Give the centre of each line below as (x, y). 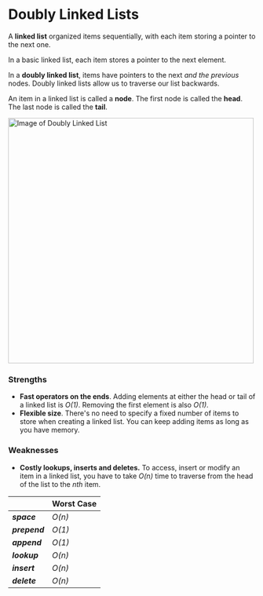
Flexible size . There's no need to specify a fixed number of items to (129, 413)
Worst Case (75, 503)
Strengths (27, 379)
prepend (28, 529)
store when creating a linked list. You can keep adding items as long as (134, 422)
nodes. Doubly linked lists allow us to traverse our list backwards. (114, 83)
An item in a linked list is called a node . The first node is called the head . (126, 98)
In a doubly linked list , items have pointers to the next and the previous (124, 75)
